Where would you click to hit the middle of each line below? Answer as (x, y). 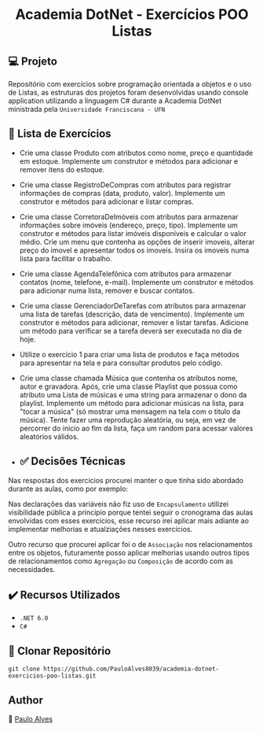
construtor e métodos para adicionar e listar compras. (107, 201)
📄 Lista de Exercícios (60, 134)
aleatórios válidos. (49, 436)
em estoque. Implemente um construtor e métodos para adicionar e (129, 161)
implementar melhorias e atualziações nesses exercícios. (100, 529)
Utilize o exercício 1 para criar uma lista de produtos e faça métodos (129, 354)
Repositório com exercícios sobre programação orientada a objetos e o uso (130, 84)
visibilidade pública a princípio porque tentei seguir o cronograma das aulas (131, 512)
